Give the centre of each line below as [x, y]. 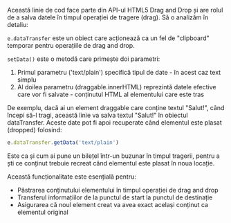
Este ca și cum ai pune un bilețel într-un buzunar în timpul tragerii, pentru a [113, 156]
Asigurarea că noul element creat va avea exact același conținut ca [113, 204]
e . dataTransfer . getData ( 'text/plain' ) [63, 143]
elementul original [43, 212]
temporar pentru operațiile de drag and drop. [71, 45]
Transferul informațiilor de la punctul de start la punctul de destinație [115, 197]
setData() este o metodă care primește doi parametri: [84, 59]
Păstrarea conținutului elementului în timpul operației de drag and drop [118, 190]
